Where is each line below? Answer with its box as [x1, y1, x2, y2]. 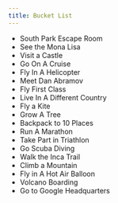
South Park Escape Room [19, 33, 103, 43]
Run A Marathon [19, 127, 74, 136]
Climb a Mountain [19, 160, 78, 170]
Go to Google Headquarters [19, 185, 111, 195]
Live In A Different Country [19, 92, 107, 102]
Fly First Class [19, 84, 67, 94]
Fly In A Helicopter [19, 67, 81, 76]
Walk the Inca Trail [19, 152, 81, 162]
